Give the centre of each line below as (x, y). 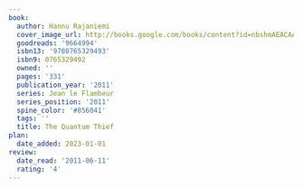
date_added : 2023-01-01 (61, 144)
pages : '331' (41, 77)
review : (23, 152)
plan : (19, 136)
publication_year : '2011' (66, 85)
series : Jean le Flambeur (66, 93)
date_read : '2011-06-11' (63, 160)
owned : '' (35, 69)
